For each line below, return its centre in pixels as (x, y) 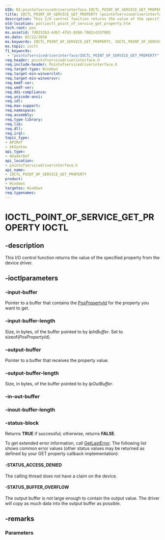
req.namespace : (21, 111)
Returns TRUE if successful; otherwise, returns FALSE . (60, 434)
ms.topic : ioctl (22, 46)
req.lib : (14, 124)
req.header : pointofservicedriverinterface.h (52, 60)
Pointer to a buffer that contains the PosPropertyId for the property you (77, 303)
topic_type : (17, 138)
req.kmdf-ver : (20, 83)
